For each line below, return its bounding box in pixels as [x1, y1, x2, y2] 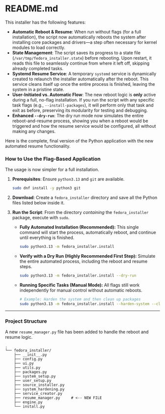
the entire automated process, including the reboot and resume [19, 258, 148, 264]
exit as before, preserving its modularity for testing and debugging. [12, 107, 148, 113]
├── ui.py [14, 361, 34, 366]
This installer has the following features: [5, 19, 86, 25]
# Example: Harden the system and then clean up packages [19, 297, 141, 302]
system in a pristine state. [12, 86, 65, 92]
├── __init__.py [14, 352, 48, 357]
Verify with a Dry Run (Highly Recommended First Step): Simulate [19, 253, 156, 259]
